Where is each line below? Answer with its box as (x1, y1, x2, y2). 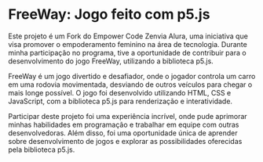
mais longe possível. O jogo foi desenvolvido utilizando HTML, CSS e (8, 88, 232, 97)
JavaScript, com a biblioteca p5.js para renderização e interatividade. (8, 96, 233, 106)
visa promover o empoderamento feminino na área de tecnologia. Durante (8, 39, 247, 49)
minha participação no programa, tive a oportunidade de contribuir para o (8, 48, 247, 57)
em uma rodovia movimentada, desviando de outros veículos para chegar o (8, 80, 253, 89)
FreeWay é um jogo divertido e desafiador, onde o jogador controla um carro (8, 71, 256, 81)
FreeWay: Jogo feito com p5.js (8, 5, 210, 23)
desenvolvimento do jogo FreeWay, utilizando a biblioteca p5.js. (8, 56, 214, 66)
